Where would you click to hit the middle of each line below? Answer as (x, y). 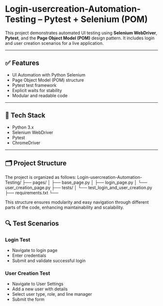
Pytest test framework (34, 85)
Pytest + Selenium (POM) (96, 19)
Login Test (18, 240)
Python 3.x (23, 127)
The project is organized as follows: (41, 177)
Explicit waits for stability (37, 90)
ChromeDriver (26, 143)
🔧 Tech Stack (25, 115)
